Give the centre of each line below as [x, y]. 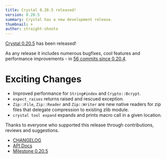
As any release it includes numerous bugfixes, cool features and [73, 54]
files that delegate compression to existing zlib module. [71, 110]
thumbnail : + [19, 24]
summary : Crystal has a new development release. [59, 19]
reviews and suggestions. [32, 130]
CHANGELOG [27, 140]
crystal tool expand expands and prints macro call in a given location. [87, 115]
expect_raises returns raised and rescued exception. [68, 99]
